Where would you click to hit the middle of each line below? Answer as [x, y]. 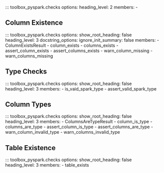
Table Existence [30, 148]
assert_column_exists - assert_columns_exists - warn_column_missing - [79, 50]
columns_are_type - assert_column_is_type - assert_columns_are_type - [79, 127]
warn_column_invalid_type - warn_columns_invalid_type [63, 132]
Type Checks [26, 72]
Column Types [28, 105]
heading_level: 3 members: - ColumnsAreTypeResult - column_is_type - [79, 122]
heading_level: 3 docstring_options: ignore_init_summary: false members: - [82, 40]
